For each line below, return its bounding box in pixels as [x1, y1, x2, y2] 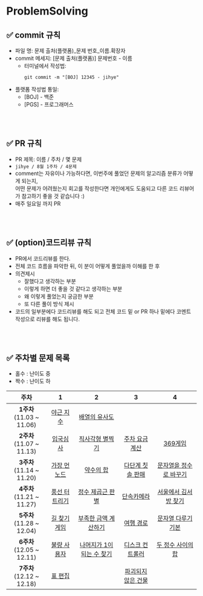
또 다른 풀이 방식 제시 [24, 300, 74, 307]
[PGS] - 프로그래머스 [24, 101, 74, 108]
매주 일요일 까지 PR [14, 200, 61, 207]
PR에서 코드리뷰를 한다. [14, 254, 71, 262]
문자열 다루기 [157, 514, 193, 523]
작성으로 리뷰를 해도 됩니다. [14, 315, 80, 322]
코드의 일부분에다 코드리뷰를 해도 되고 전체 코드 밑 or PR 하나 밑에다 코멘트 [14, 308, 192, 315]
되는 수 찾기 [80, 550, 112, 558]
